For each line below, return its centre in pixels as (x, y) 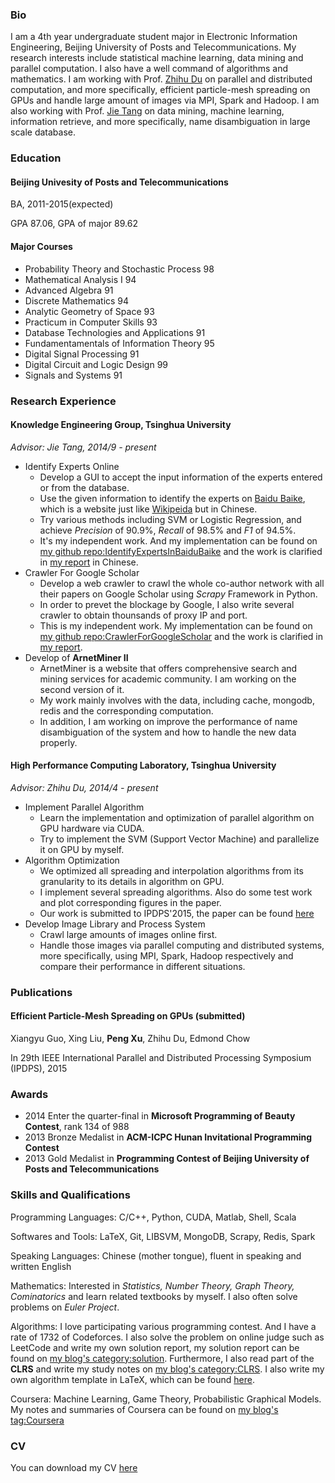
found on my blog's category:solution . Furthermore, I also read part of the (162, 1358)
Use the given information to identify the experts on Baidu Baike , (172, 498)
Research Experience (63, 401)
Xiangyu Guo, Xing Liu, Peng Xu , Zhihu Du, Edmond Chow (130, 1039)
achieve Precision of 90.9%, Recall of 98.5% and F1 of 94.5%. (168, 530)
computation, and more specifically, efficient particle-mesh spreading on (160, 90)
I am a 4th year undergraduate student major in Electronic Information (154, 37)
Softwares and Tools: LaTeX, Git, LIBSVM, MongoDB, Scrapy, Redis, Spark (163, 1236)
